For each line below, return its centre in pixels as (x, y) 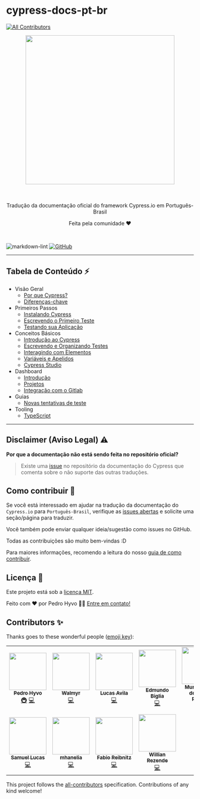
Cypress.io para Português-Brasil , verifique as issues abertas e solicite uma (100, 512)
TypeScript (37, 416)
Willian (157, 755)
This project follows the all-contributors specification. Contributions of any (98, 784)
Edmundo (157, 690)
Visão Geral (29, 289)
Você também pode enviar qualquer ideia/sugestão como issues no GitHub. (99, 529)
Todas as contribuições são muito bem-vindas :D (66, 541)
